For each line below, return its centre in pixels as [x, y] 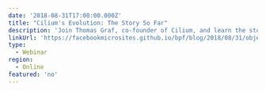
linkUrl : [23, 38]
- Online [30, 67]
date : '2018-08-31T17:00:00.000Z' [65, 15]
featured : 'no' [33, 74]
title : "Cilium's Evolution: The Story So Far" [88, 23]
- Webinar [31, 52]
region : [21, 60]
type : [17, 45]
